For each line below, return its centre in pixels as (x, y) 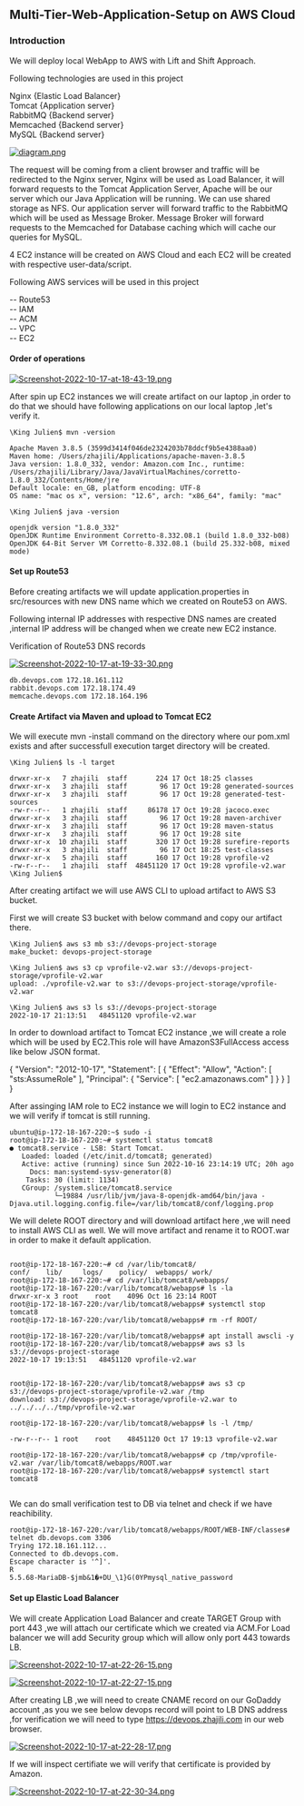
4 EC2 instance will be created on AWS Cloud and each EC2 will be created (151, 254)
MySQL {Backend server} (57, 134)
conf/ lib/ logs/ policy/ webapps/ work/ (111, 1273)
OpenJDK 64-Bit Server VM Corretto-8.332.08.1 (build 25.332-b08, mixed (150, 544)
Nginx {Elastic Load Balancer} (65, 95)
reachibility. (31, 1514)
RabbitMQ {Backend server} (62, 115)
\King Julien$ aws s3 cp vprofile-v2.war (89, 968)
